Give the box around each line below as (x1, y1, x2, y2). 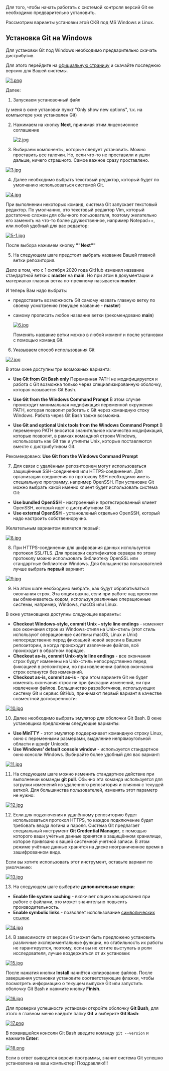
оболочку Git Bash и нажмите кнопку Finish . (6, 986, 101, 992)
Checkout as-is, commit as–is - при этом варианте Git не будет (13, 674, 148, 680)
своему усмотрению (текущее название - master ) (13, 302, 121, 308)
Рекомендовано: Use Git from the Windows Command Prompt (6, 453, 138, 459)
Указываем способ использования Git (13, 347, 95, 353)
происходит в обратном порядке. (13, 648, 85, 654)
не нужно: (13, 792, 35, 798)
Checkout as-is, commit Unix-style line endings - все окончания (13, 653, 151, 659)
